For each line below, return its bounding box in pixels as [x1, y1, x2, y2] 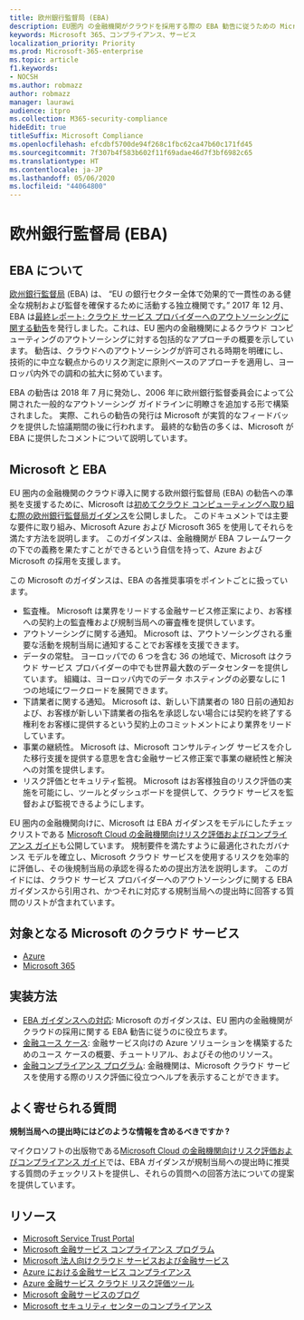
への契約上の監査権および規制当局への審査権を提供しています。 [22, 616, 260, 627]
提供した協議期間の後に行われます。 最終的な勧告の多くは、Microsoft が [24, 421, 294, 432]
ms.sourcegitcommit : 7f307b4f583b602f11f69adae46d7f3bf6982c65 [9, 148, 253, 157]
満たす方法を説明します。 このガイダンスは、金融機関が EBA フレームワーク [9, 533, 292, 543]
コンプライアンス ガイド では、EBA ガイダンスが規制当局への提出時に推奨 [16, 1157, 290, 1168]
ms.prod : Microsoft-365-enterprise [9, 47, 144, 56]
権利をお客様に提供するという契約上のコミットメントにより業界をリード [22, 719, 292, 729]
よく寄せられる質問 [9, 1100, 117, 1116]
